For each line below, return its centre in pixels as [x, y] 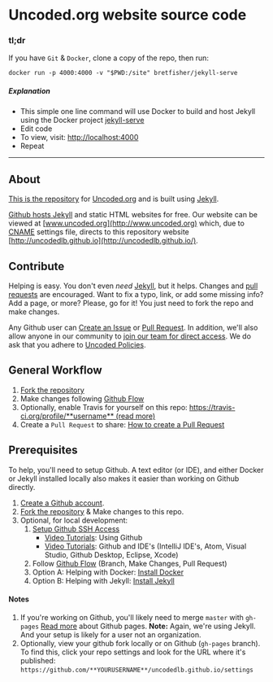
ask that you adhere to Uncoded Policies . [77, 345]
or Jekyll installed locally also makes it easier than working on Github [124, 479]
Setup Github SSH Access [76, 529]
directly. [22, 487]
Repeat [32, 146]
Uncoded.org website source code [128, 15]
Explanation [29, 91]
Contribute [37, 266]
